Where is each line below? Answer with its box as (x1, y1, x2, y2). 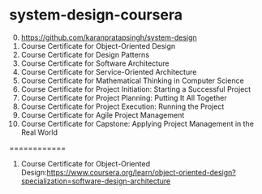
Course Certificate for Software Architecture (20, 58, 170, 68)
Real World (20, 127, 58, 137)
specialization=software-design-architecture (20, 176, 171, 186)
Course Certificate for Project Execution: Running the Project (20, 101, 225, 111)
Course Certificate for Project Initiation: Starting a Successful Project (20, 84, 251, 94)
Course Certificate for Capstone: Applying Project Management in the (20, 119, 255, 128)
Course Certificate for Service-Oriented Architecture (20, 67, 197, 76)
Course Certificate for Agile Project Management (20, 110, 185, 119)
